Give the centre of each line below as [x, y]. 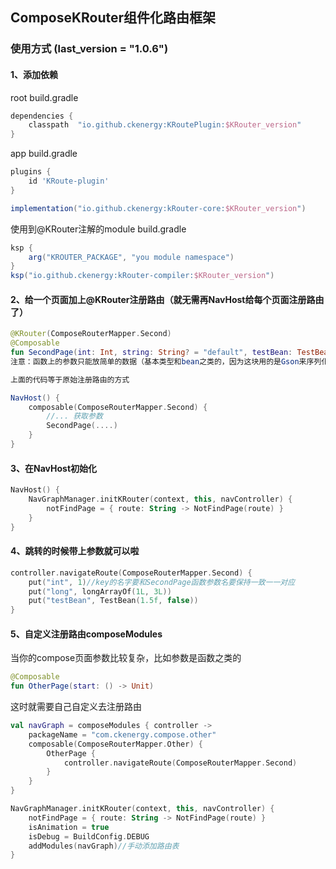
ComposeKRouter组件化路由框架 [113, 18]
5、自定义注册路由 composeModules [86, 634]
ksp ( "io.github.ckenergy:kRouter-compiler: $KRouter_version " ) [142, 276]
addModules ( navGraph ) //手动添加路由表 [104, 846]
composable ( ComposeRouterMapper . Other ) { [115, 744]
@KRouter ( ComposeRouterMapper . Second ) [91, 334]
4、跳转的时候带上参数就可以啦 [75, 551]
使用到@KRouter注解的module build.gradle [98, 229]
